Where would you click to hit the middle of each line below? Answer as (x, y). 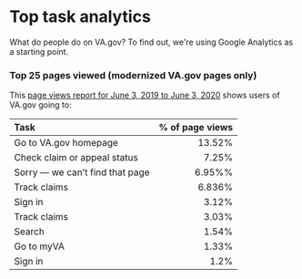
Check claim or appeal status (76, 158)
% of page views (196, 128)
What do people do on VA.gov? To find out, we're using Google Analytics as (151, 42)
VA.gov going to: (40, 105)
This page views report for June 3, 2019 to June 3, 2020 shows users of (145, 95)
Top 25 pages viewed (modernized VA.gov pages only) (133, 75)
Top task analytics (81, 17)
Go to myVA (40, 246)
